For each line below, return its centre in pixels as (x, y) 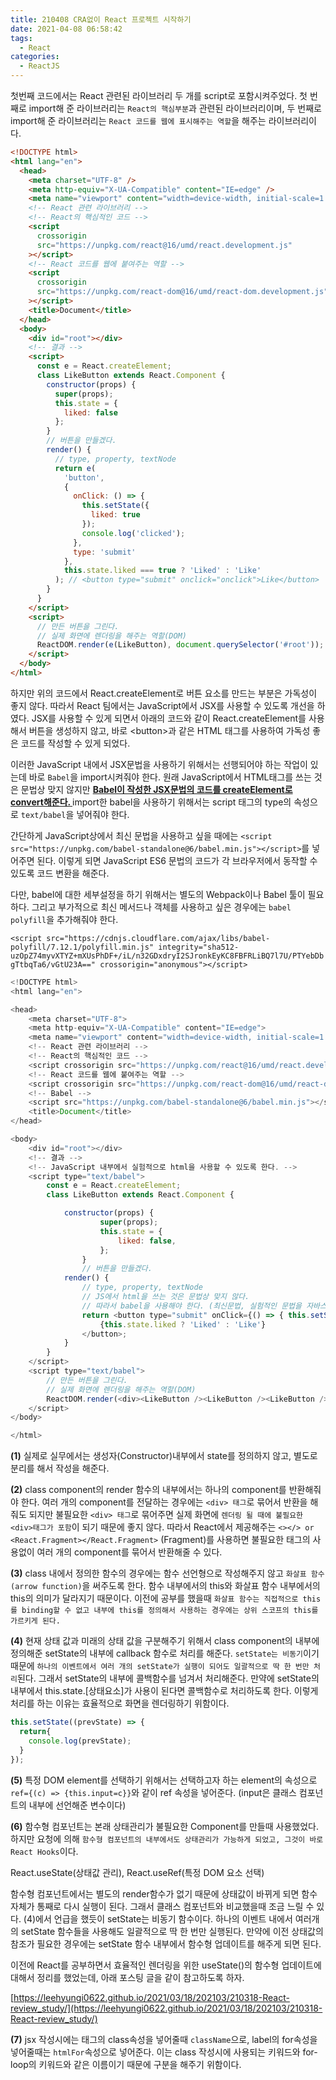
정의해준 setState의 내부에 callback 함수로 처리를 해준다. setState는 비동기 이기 (165, 1653)
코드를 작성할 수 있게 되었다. (75, 743)
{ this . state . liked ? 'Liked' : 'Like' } (183, 1324)
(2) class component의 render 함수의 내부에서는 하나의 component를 (148, 1490)
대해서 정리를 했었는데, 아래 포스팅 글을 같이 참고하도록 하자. (127, 1977)
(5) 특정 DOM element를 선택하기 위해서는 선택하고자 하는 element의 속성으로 (164, 1780)
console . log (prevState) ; (80, 1741)
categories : (35, 57)
